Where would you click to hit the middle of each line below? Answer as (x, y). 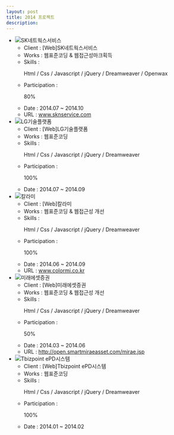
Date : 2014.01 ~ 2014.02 (54, 427)
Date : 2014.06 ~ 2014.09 (54, 264)
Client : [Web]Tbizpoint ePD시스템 (65, 366)
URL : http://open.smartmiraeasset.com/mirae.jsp (84, 352)
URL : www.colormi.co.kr (54, 271)
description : (22, 23)
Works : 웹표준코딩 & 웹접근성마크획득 (68, 55)
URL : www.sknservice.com (57, 114)
